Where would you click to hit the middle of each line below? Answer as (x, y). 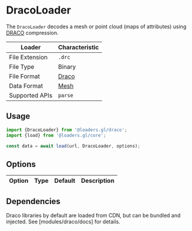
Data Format (26, 86)
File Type (22, 66)
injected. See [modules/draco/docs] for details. (63, 222)
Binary (67, 66)
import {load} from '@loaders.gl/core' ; (56, 135)
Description (98, 181)
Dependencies (33, 201)
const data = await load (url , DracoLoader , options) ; (73, 146)
